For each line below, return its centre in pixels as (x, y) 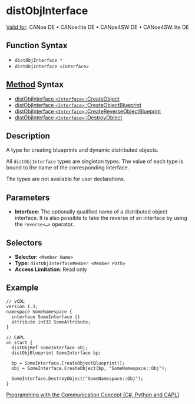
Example (22, 288)
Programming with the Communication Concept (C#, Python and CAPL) (93, 395)
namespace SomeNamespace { (39, 312)
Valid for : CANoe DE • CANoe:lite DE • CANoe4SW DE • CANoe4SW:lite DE (98, 27)
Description (28, 136)
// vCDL (16, 301)
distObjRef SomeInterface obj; (50, 348)
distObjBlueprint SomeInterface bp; (56, 353)
